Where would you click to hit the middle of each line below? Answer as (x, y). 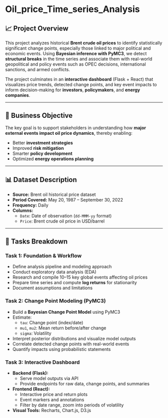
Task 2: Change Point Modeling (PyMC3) (55, 301)
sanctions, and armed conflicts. (37, 69)
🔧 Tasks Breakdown (36, 242)
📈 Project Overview (37, 28)
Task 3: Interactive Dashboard (42, 362)
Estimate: (22, 317)
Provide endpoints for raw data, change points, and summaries (85, 383)
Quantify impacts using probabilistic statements (61, 349)
